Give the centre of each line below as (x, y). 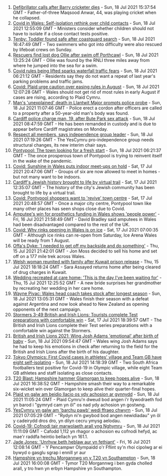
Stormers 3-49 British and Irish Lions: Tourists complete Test (75, 315)
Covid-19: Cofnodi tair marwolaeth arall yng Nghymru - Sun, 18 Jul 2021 (86, 426)
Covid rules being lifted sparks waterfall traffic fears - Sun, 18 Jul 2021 (85, 71)
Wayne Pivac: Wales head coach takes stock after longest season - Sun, (87, 293)
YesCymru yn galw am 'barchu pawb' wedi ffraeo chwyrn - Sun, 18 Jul (85, 410)
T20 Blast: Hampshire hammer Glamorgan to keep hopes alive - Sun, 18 (86, 378)
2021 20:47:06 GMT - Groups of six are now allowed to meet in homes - (86, 171)
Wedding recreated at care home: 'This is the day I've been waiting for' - (87, 277)
